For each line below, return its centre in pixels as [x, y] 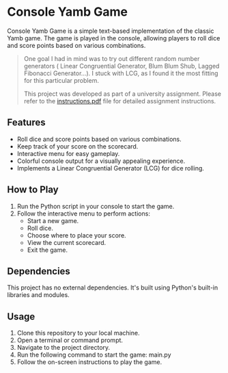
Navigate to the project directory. [63, 348]
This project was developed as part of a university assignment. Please [123, 94]
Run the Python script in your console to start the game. [96, 206]
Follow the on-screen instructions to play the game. [89, 362]
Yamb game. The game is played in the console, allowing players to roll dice [114, 38]
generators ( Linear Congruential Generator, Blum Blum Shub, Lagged [122, 66]
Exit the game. [47, 250]
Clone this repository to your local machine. [78, 333]
